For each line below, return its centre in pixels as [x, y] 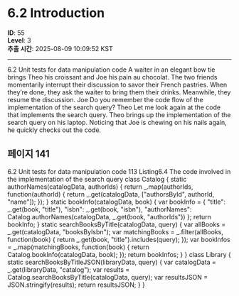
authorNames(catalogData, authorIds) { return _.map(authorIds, [100, 187]
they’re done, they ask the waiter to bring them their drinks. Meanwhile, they [119, 92]
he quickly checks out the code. [54, 130]
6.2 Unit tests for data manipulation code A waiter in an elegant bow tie [111, 70]
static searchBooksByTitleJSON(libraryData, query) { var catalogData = [112, 262]
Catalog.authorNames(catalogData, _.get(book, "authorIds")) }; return [109, 216]
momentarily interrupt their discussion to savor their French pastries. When [117, 84]
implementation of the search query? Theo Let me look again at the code [114, 107]
